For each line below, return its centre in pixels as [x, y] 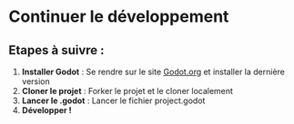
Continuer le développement [119, 17]
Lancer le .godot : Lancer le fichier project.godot [113, 100]
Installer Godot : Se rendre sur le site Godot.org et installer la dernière [153, 72]
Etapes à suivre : [57, 50]
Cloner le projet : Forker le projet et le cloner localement [127, 91]
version [36, 81]
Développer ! [46, 110]
